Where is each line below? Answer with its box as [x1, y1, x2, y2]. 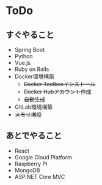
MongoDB [14, 166, 40, 174]
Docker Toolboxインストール [23, 81, 96, 87]
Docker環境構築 [14, 73, 55, 80]
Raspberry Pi [14, 160, 48, 167]
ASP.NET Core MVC [14, 173, 65, 180]
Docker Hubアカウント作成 [23, 88, 92, 95]
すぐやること [5, 29, 54, 40]
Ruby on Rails [14, 65, 49, 73]
